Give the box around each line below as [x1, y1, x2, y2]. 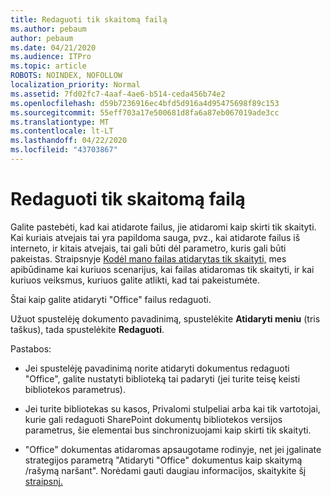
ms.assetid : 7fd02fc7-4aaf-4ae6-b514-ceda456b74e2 [10, 89, 226, 99]
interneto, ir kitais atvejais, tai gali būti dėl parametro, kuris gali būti [10, 242, 287, 254]
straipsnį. [24, 475, 63, 487]
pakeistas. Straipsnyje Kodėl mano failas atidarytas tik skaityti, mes [10, 252, 287, 265]
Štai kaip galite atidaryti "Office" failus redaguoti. [10, 293, 212, 305]
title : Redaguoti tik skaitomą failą [10, 14, 168, 25]
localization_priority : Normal [10, 80, 141, 90]
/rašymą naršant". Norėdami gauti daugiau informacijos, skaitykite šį [24, 464, 307, 476]
